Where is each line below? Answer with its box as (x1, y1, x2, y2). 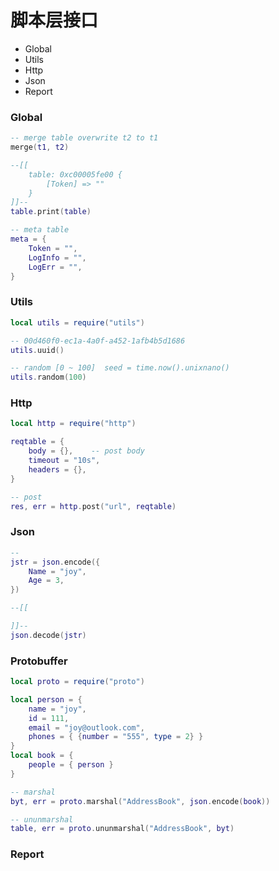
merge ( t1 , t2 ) (10, 142, 70, 153)
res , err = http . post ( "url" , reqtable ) (10, 501, 177, 511)
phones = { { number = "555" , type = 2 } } (28, 732, 204, 742)
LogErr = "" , (28, 262, 83, 272)
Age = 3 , (28, 576, 65, 586)
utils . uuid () (10, 345, 65, 355)
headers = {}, (28, 464, 87, 475)
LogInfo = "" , (28, 252, 87, 263)
